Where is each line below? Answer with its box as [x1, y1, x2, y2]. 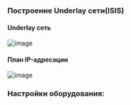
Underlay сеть [7, 23, 51, 32]
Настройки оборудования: [7, 89, 105, 99]
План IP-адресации [7, 55, 68, 64]
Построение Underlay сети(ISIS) [7, 6, 125, 16]
